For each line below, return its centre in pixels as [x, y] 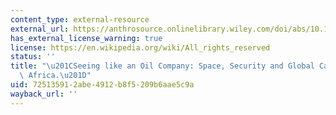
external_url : [40, 29]
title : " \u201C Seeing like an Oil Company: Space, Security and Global [162, 66]
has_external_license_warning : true [86, 38]
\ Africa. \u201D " [55, 76]
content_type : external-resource [80, 19]
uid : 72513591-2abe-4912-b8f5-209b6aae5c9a [102, 85]
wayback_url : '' [44, 94]
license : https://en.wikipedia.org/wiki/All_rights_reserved [140, 47]
